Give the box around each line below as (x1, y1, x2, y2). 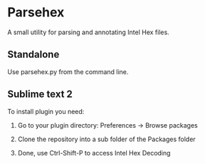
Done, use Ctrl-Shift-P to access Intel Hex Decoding (17, 148, 171, 157)
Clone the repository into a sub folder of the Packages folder (17, 135, 196, 143)
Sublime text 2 (7, 88, 73, 101)
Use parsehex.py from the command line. (7, 67, 129, 76)
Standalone (7, 48, 60, 61)
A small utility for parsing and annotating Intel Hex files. (7, 28, 169, 36)
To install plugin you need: (7, 107, 85, 116)
